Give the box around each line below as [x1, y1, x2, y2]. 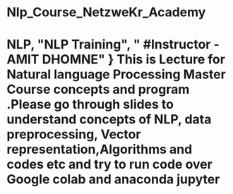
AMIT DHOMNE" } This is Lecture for [6, 51, 225, 68]
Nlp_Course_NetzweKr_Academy [6, 4, 206, 20]
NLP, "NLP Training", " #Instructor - [6, 37, 220, 53]
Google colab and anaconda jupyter [6, 171, 220, 188]
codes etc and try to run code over [6, 157, 213, 173]
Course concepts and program [6, 82, 190, 97]
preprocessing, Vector [6, 126, 141, 143]
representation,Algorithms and [6, 142, 193, 157]
